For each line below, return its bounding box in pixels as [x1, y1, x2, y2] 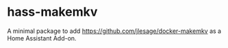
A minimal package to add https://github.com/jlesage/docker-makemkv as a [7, 27, 221, 35]
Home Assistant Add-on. [7, 34, 77, 42]
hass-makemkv [7, 4, 98, 20]
